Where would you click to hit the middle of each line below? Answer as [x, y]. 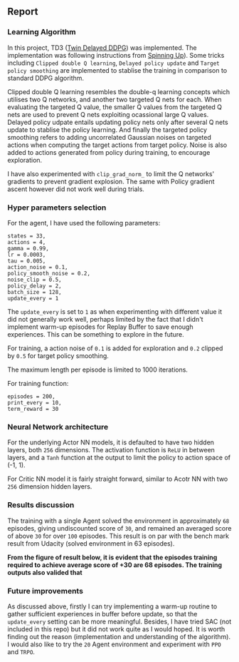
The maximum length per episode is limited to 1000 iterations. [98, 370]
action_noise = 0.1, [38, 267]
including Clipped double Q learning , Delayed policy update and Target [113, 63]
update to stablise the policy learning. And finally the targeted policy [107, 129]
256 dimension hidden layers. [50, 487]
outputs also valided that [45, 572]
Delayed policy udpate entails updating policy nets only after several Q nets [118, 122]
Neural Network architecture [58, 427]
